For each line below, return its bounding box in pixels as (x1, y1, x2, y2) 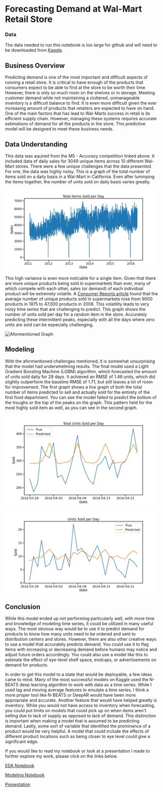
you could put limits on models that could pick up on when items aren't (5, 708, 147, 714)
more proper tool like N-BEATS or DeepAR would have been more (5, 692, 136, 698)
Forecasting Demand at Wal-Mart (5, 3, 142, 15)
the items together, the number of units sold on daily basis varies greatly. (5, 179, 151, 185)
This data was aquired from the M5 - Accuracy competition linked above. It (5, 153, 155, 159)
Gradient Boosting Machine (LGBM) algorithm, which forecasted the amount (5, 368, 157, 374)
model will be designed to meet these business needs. (5, 126, 114, 132)
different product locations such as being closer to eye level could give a (5, 734, 150, 739)
